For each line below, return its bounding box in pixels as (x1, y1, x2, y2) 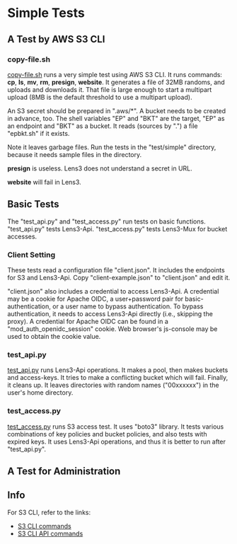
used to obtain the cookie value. (7, 332, 101, 340)
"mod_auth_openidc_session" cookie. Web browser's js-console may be (7, 324, 218, 333)
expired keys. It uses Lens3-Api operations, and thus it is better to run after (7, 437, 226, 446)
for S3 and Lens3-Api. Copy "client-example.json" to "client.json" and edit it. (7, 273, 231, 282)
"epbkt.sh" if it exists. (7, 129, 70, 137)
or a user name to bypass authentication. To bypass (52, 302, 204, 311)
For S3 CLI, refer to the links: (7, 508, 91, 516)
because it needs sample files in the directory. (7, 150, 142, 158)
